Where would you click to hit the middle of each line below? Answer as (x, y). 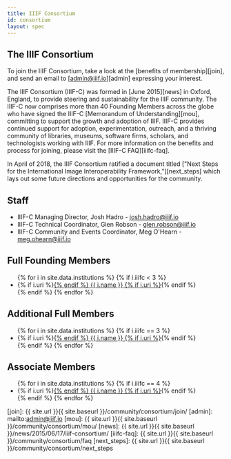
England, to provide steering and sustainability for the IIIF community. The (112, 99)
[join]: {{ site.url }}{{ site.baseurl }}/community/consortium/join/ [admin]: (110, 411)
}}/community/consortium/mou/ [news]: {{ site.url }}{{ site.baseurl (101, 427)
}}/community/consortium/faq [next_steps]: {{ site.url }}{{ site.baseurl (106, 441)
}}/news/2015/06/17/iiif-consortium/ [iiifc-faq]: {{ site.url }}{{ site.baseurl (110, 433)
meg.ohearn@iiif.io (44, 239)
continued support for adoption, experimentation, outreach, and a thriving (112, 129)
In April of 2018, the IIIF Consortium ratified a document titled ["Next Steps (113, 164)
